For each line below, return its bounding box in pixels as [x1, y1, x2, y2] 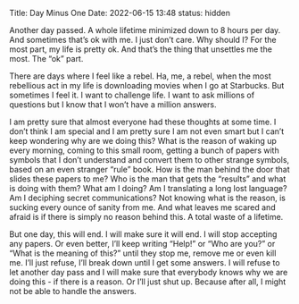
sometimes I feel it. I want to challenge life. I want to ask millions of [9, 89, 255, 100]
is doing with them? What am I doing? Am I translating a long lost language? [9, 183, 287, 193]
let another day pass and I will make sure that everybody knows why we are [9, 267, 288, 277]
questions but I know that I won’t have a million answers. [9, 99, 217, 110]
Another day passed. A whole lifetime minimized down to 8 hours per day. [9, 25, 281, 35]
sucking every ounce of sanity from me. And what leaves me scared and [9, 202, 276, 213]
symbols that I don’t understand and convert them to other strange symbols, [9, 155, 290, 165]
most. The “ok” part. [9, 54, 84, 63]
